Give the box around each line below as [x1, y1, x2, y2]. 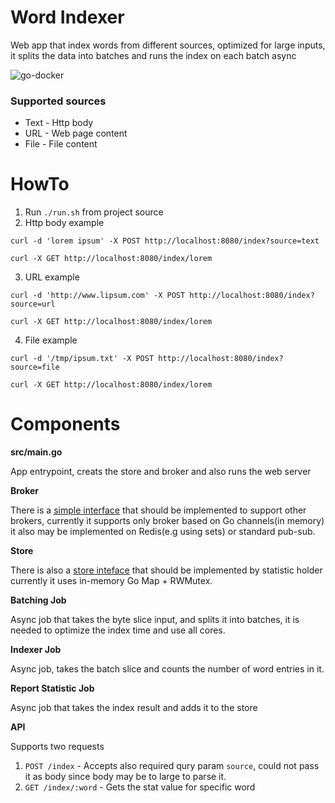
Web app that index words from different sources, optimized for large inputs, [10, 39, 326, 51]
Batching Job [10, 594, 67, 606]
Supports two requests [10, 741, 105, 753]
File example [24, 334, 78, 346]
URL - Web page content [24, 127, 128, 140]
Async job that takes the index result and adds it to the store [10, 702, 258, 714]
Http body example [24, 217, 105, 229]
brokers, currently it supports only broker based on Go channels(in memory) [10, 515, 325, 527]
